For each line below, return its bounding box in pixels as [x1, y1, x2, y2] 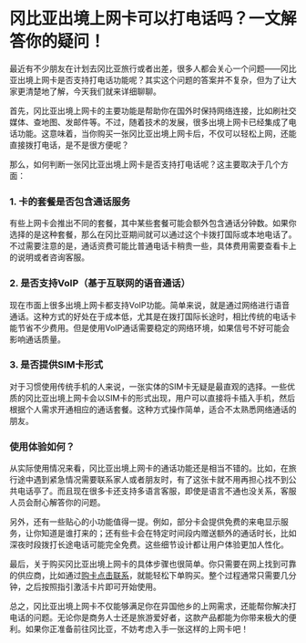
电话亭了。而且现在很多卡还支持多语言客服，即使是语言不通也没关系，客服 [16, 485, 297, 497]
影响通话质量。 [9, 334, 66, 345]
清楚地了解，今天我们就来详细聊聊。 [25, 86, 161, 97]
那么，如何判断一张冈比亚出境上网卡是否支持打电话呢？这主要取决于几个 [9, 159, 280, 170]
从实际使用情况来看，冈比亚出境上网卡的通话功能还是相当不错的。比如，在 [9, 462, 289, 474]
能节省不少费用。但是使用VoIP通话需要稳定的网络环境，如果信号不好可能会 [9, 322, 291, 333]
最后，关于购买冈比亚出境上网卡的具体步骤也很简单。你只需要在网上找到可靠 [9, 558, 297, 570]
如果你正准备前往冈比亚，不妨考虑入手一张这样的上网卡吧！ [25, 624, 249, 635]
